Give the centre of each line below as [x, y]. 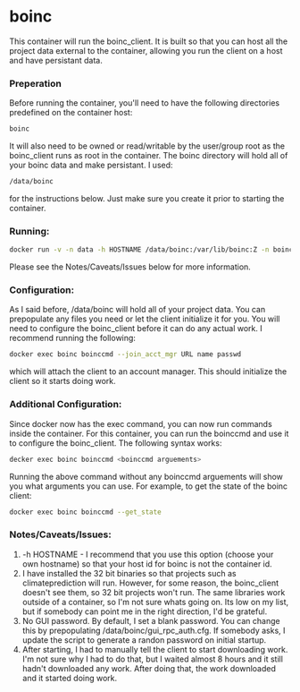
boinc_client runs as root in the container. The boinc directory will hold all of [149, 156]
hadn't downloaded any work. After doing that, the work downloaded [149, 668]
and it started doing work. [70, 678]
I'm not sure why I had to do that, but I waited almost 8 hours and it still [153, 659]
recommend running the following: [73, 338]
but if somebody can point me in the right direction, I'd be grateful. [145, 611]
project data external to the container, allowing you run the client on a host [146, 50]
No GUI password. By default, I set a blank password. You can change [151, 620]
